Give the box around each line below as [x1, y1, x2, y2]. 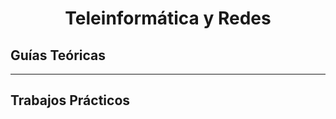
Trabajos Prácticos [10, 92, 131, 109]
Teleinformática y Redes [64, 7, 272, 30]
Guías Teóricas [10, 47, 107, 64]
